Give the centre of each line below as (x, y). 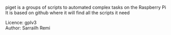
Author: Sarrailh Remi (28, 28)
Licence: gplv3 (21, 23)
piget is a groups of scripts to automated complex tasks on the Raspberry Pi (86, 7)
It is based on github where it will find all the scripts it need (68, 13)
